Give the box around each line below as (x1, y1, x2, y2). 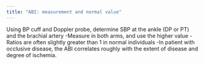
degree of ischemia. (6, 51, 57, 58)
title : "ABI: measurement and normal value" (6, 9, 122, 15)
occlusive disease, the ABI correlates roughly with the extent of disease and (6, 45, 198, 52)
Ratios (6, 38, 23, 46)
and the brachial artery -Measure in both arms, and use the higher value (6, 32, 189, 39)
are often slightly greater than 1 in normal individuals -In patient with (23, 38, 195, 46)
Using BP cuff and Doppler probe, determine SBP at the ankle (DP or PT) (6, 26, 190, 33)
